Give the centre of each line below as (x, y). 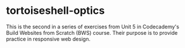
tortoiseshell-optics (56, 11)
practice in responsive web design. (48, 39)
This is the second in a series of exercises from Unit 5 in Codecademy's (93, 27)
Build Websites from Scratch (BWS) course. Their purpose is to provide (92, 32)
